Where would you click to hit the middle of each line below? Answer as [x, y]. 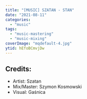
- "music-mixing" [28, 39]
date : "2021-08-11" [26, 15]
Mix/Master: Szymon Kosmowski [47, 87]
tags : [11, 29]
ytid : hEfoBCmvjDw [25, 48]
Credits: [18, 69]
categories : [18, 19]
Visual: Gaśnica [29, 92]
